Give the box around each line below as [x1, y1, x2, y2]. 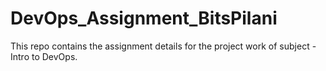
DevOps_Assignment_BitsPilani [10, 7, 278, 30]
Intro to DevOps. [10, 50, 78, 62]
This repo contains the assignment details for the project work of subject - [10, 40, 317, 52]
